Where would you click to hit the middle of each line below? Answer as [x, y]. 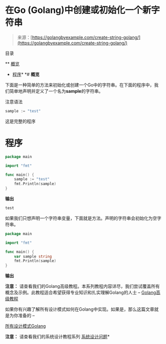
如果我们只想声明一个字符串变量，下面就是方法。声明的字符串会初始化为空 [81, 218]
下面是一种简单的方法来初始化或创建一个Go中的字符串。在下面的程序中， [80, 85]
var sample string [33, 257]
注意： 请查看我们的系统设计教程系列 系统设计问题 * [57, 337]
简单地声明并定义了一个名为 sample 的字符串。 [56, 91]
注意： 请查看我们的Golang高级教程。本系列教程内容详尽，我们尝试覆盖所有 [83, 286]
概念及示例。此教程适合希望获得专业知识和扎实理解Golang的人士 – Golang [81, 293]
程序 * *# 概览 [26, 74]
